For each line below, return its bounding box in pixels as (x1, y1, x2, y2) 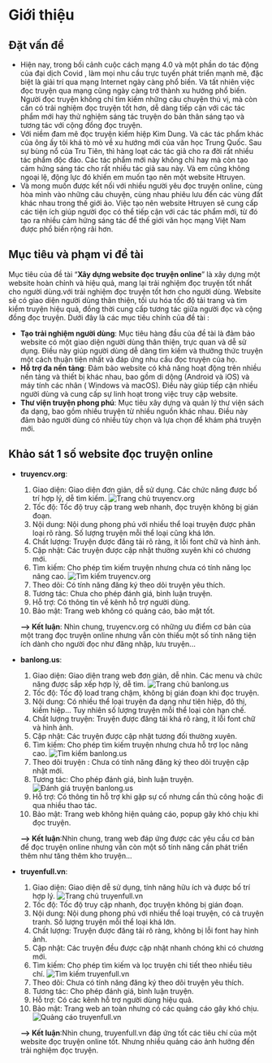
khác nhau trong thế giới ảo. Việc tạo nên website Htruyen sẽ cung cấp (19, 198, 258, 208)
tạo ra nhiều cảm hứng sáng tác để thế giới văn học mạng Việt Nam (19, 216, 246, 225)
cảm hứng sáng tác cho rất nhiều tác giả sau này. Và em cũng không (19, 164, 250, 173)
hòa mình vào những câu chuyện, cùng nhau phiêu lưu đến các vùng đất (19, 190, 263, 199)
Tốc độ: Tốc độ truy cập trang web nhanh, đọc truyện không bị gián (32, 502, 258, 512)
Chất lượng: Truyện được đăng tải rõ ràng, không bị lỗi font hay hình (32, 925, 259, 935)
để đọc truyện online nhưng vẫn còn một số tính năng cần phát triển (19, 841, 248, 852)
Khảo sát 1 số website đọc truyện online (8, 447, 214, 461)
